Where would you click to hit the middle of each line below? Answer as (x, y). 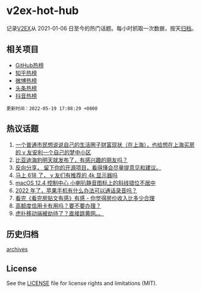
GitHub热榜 (29, 65)
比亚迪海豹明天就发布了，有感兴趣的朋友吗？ (71, 160)
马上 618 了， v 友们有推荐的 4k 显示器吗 (66, 175)
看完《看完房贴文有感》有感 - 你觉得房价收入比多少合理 (85, 198)
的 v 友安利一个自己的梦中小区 (53, 152)
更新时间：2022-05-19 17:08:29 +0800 (52, 108)
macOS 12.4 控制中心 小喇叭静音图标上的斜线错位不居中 (85, 183)
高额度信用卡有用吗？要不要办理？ (58, 206)
